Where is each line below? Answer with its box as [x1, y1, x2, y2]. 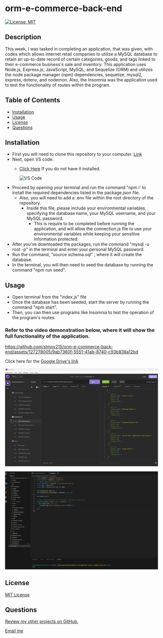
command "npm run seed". [12, 267, 66, 273]
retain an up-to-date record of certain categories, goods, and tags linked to [5, 56, 156, 62]
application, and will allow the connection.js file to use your [33, 226, 152, 232]
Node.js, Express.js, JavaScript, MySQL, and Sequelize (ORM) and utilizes [5, 66, 153, 72]
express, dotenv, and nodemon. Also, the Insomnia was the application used [5, 77, 158, 82]
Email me [5, 628, 23, 634]
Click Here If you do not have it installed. [19, 166, 100, 172]
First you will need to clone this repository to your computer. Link [12, 151, 142, 157]
